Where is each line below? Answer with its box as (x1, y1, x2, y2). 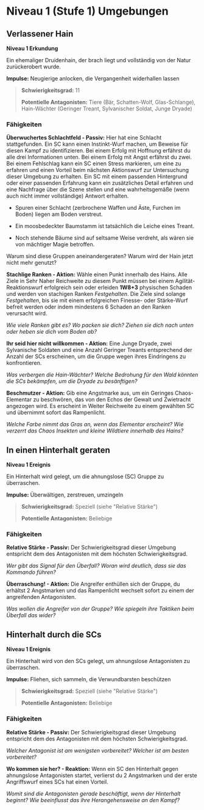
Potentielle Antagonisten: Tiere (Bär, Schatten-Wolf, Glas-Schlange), (21, 99, 196, 106)
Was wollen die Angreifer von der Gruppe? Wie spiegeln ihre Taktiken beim (6, 605, 194, 612)
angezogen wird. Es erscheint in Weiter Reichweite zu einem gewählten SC (6, 403, 194, 410)
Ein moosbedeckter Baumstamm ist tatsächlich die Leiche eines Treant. (15, 223, 195, 230)
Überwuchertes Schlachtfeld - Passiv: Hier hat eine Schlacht (6, 134, 162, 142)
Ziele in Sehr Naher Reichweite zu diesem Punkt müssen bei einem (6, 278, 174, 285)
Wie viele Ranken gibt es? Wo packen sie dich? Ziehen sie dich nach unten (6, 321, 194, 329)
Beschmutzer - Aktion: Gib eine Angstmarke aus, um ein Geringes (6, 389, 174, 397)
